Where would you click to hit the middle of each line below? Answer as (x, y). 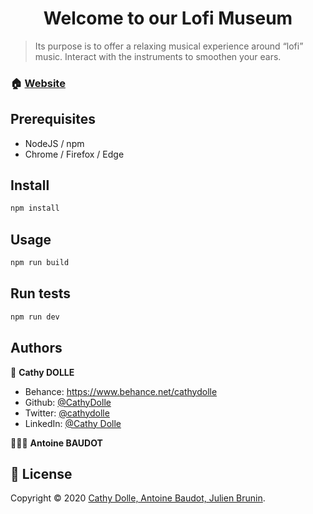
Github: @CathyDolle (68, 402)
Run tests (40, 293)
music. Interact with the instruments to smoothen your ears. (158, 56)
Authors (36, 348)
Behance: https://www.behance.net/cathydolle (121, 391)
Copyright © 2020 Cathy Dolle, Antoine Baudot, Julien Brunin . (138, 498)
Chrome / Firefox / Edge (74, 154)
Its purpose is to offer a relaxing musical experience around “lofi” (169, 46)
